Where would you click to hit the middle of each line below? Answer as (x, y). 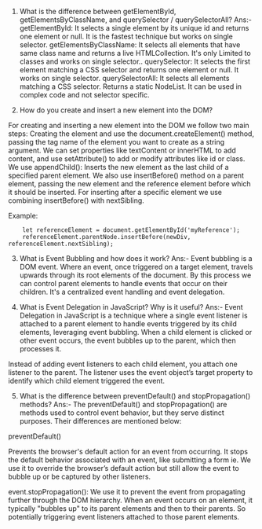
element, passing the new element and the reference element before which (129, 184)
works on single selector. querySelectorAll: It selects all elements (124, 78)
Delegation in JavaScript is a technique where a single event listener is (134, 315)
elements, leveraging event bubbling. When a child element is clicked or (136, 332)
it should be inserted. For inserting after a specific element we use (115, 192)
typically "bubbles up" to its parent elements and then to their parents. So (127, 509)
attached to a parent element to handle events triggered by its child (128, 324)
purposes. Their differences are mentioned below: (100, 421)
